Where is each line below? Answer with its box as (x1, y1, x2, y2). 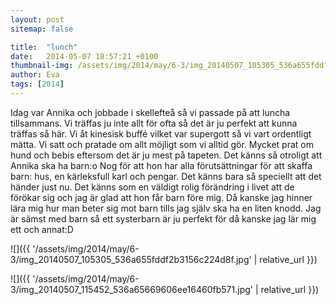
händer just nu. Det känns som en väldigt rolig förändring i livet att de (10, 181, 295, 193)
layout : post (10, 14, 65, 25)
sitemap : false (10, 24, 74, 34)
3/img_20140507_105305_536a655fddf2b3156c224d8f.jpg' (10, 253, 252, 265)
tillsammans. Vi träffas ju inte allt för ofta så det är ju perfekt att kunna (10, 117, 298, 129)
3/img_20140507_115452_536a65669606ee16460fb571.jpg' (10, 283, 253, 295)
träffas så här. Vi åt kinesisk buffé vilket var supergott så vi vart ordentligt (10, 127, 312, 140)
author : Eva (10, 70, 60, 80)
